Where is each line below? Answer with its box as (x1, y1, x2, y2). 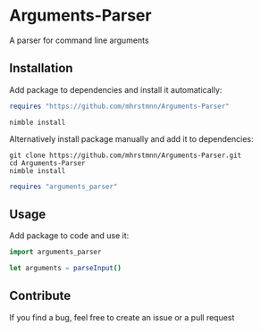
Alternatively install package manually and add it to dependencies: (9, 133, 254, 144)
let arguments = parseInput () (9, 264, 122, 273)
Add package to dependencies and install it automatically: (9, 84, 223, 95)
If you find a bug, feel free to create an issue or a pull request (9, 311, 235, 322)
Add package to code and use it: (9, 230, 130, 241)
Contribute (9, 288, 72, 303)
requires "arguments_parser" (9, 182, 118, 191)
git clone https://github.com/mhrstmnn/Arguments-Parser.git (9, 151, 242, 160)
